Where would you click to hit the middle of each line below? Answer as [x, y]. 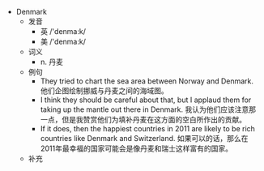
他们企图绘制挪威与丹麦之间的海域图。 [104, 91]
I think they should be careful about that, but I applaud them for [146, 100]
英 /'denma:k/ [63, 31]
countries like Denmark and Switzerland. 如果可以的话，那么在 [144, 138]
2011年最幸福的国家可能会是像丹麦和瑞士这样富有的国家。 [136, 148]
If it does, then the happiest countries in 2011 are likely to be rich [147, 128]
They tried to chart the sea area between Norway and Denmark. [147, 81]
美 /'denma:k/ [63, 41]
